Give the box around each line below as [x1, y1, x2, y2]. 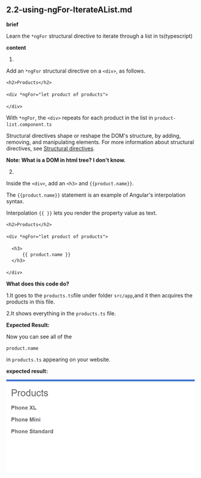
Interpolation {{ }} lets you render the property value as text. [6, 209, 157, 217]
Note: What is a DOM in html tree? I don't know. [6, 156, 126, 164]
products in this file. [6, 298, 55, 305]
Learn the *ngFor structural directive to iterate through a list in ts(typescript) [6, 32, 193, 40]
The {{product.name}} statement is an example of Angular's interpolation [6, 191, 186, 199]
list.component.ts [6, 121, 52, 128]
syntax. [6, 197, 25, 205]
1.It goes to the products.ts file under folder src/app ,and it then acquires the [6, 291, 193, 299]
